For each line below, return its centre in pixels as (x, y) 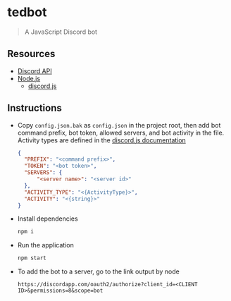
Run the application (45, 245)
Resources (31, 54)
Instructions (35, 108)
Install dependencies (48, 219)
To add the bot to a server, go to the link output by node (98, 271)
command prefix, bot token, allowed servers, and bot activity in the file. (121, 133)
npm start (32, 258)
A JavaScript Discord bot (61, 32)
